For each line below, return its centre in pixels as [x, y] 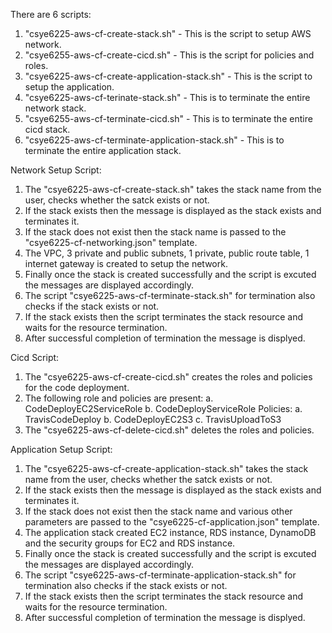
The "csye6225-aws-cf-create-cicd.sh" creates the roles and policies [168, 377]
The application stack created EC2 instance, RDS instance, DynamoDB [170, 532]
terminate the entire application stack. [103, 150]
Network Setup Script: [56, 170]
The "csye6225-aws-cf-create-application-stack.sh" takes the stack [166, 468]
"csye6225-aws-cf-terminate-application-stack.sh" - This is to [154, 140]
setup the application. [69, 87]
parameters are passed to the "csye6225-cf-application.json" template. [172, 522]
